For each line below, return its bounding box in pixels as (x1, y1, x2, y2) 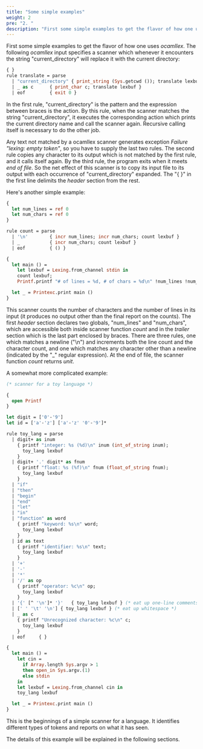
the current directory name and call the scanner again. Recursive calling (6, 119, 186, 127)
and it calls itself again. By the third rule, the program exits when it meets (6, 157, 188, 164)
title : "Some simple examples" (6, 8, 85, 15)
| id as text (11, 538, 45, 544)
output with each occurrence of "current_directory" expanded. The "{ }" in (6, 170, 192, 178)
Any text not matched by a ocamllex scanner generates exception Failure (6, 138, 188, 146)
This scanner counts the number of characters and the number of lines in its (6, 306, 196, 313)
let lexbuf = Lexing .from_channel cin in (17, 684, 123, 690)
